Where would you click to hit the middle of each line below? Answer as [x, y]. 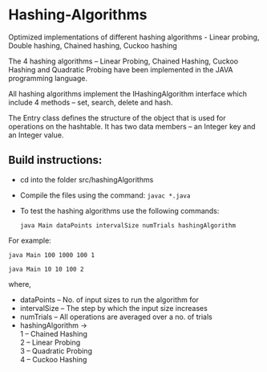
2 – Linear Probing [50, 342]
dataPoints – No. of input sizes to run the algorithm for [109, 300]
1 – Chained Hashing [54, 333]
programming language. [48, 78]
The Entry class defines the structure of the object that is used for [117, 117]
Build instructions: [55, 160]
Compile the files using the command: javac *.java [105, 195]
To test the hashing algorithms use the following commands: [119, 211]
